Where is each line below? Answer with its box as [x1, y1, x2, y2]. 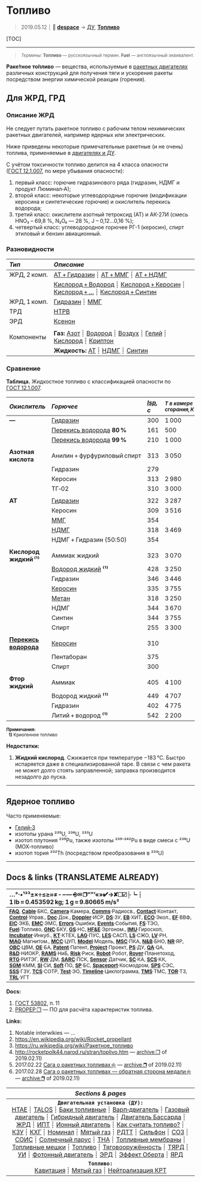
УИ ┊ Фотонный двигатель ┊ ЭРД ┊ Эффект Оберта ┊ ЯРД [17, 1150, 184, 1159]
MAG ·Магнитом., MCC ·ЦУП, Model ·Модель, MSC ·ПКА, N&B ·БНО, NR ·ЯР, [9, 938, 184, 945]
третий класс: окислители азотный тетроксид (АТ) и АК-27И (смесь [14, 211, 188, 218]
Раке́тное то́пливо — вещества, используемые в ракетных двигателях [6, 62, 188, 70]
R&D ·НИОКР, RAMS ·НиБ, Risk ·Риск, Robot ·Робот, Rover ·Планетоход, [9, 950, 175, 957]
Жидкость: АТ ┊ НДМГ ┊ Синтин [53, 346, 148, 354]
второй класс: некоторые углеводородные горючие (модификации [14, 192, 187, 199]
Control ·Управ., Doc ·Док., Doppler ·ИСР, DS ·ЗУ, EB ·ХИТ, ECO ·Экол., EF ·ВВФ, [9, 914, 192, 921]
